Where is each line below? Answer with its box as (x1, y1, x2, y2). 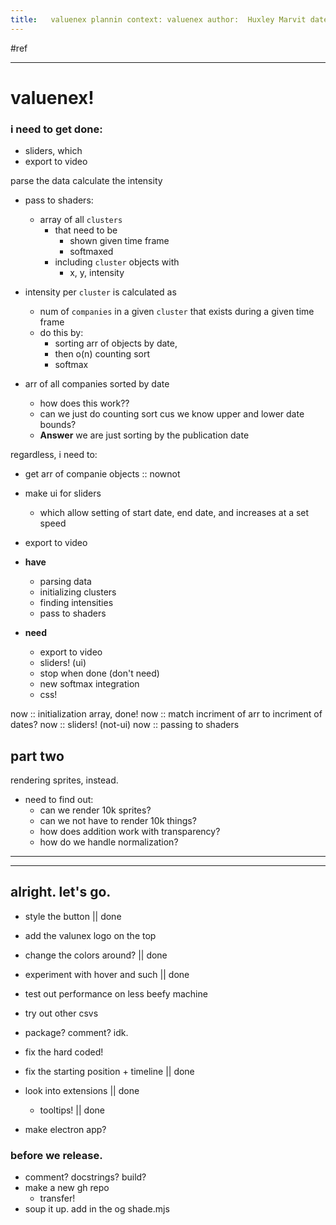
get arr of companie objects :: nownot (24, 468, 181, 480)
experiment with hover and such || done (24, 968, 190, 980)
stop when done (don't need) (39, 667, 160, 680)
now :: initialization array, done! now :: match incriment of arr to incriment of (10, 708, 323, 720)
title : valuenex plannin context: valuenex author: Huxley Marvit (10, 14, 307, 25)
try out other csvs (24, 1007, 99, 1019)
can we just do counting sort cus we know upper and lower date (39, 408, 305, 420)
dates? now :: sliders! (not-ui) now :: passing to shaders (10, 719, 240, 731)
